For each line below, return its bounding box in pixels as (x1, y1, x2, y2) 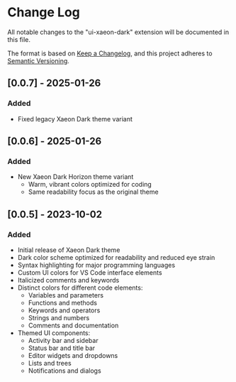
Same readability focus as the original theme (28, 187, 159, 196)
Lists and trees (28, 359, 72, 367)
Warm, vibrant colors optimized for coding (28, 180, 152, 189)
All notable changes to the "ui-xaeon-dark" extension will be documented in (7, 28, 229, 36)
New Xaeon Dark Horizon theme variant (17, 173, 134, 181)
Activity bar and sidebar (28, 337, 99, 344)
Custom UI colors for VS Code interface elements (17, 268, 162, 277)
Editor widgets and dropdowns (28, 351, 118, 359)
